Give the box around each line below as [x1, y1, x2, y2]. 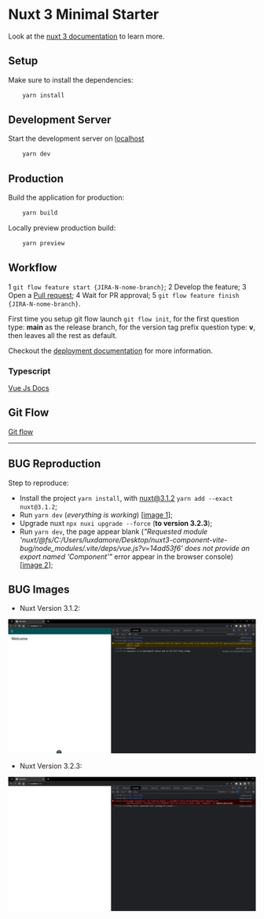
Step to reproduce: [8, 478, 69, 487]
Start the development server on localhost [8, 134, 145, 143]
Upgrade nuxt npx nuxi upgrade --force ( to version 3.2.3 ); [19, 518, 213, 528]
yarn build [22, 209, 58, 217]
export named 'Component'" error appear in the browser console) [19, 552, 233, 561]
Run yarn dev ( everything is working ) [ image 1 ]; [19, 509, 173, 520]
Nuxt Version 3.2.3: [19, 761, 82, 771]
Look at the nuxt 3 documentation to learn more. [8, 31, 165, 41]
